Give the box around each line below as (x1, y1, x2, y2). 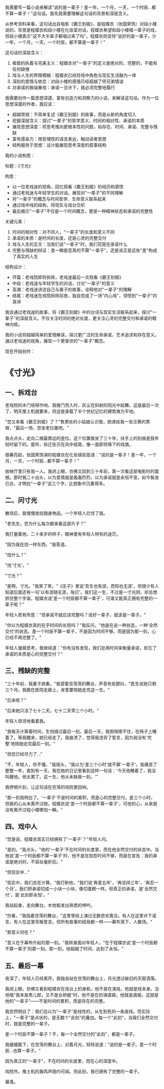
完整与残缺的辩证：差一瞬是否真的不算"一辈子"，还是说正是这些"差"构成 (12, 247, 157, 253)
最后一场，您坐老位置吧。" (15, 425, 69, 430)
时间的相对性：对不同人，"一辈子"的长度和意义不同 (12, 229, 115, 235)
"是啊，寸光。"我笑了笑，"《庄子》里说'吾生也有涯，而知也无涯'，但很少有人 (5, 583, 159, 589)
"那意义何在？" (5, 929, 35, 935)
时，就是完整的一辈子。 (5, 1021, 52, 1027)
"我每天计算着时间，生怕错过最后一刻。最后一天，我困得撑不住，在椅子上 (5, 728, 153, 734)
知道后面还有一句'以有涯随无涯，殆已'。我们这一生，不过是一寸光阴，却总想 (5, 589, 158, 595)
